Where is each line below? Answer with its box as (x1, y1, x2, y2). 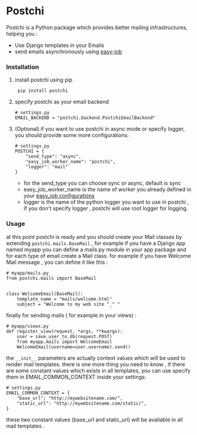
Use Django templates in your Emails (14, 42, 105, 49)
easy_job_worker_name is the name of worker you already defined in (23, 186, 192, 193)
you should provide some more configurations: (14, 132, 129, 139)
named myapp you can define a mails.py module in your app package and (6, 245, 186, 253)
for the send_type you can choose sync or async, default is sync (23, 179, 182, 187)
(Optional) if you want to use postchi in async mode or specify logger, (14, 125, 185, 133)
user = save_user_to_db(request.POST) (17, 333, 112, 339)
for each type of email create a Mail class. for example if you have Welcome (6, 252, 191, 259)
